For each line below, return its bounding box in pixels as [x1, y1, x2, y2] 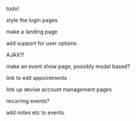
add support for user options [6, 40, 77, 46]
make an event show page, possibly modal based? [6, 63, 130, 70]
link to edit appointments [6, 75, 67, 81]
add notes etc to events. [6, 109, 66, 116]
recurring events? [6, 98, 50, 104]
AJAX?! [6, 51, 24, 58]
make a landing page [6, 28, 58, 35]
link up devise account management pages [6, 86, 112, 93]
